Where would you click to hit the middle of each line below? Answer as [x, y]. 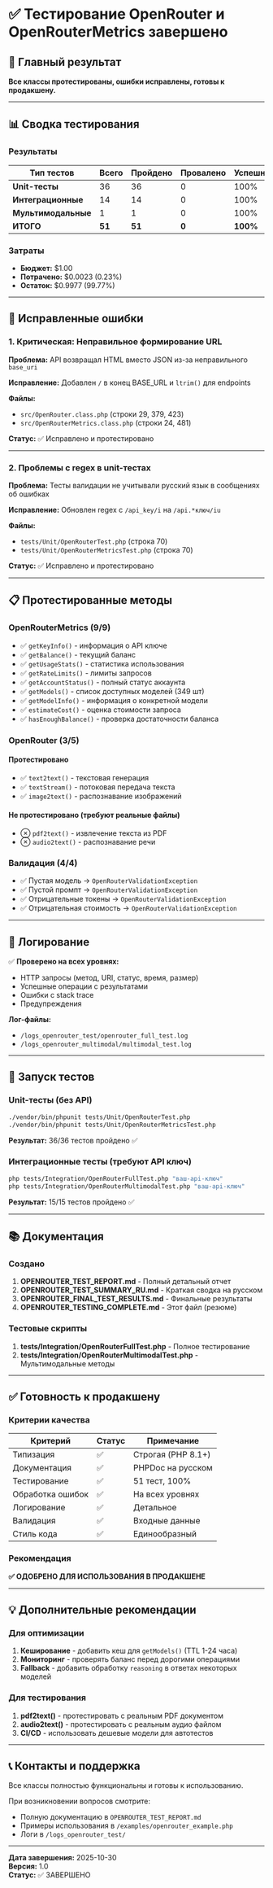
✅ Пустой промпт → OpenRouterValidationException [109, 890]
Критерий [51, 1441]
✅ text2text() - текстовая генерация [84, 777]
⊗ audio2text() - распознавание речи [88, 841]
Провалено [203, 173]
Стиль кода [35, 1534]
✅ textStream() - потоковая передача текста [97, 787]
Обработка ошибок [51, 1494]
